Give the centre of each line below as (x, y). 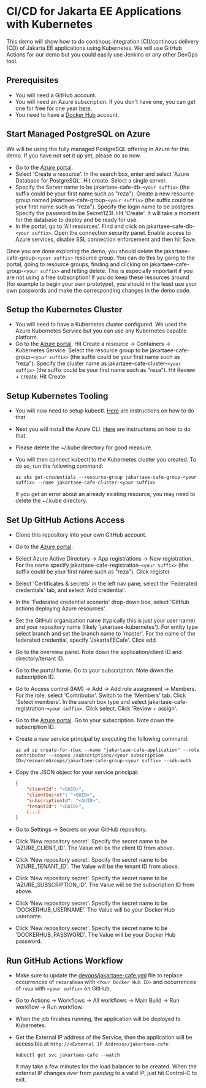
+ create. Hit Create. (41, 377)
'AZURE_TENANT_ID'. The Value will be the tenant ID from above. (97, 866)
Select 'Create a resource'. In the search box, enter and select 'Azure (102, 174)
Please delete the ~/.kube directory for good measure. (84, 447)
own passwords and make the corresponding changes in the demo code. (99, 290)
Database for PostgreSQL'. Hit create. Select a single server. (91, 180)
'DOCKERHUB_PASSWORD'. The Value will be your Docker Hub (95, 935)
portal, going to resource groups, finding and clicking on (78, 264)
